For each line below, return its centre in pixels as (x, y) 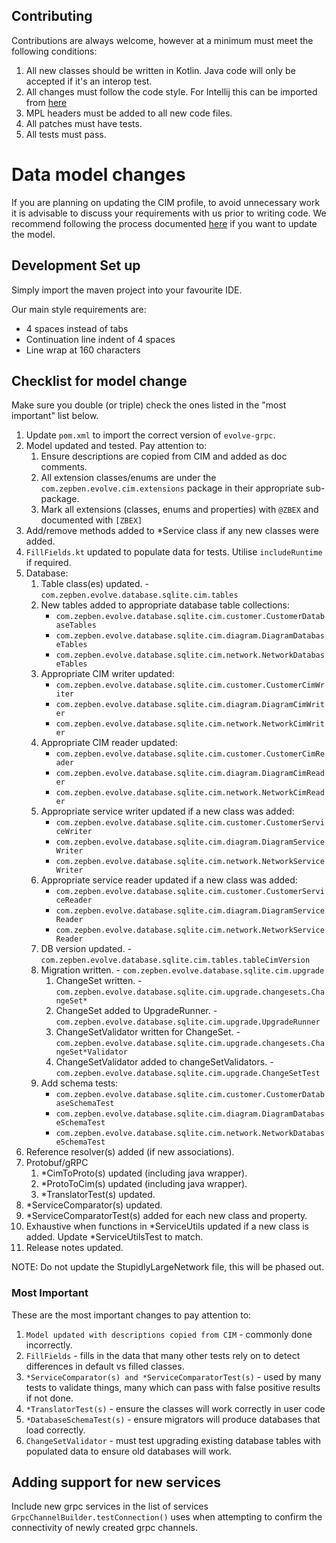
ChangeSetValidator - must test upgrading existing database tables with (173, 1440)
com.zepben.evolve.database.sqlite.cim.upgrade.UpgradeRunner (188, 1022)
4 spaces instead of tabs (77, 328)
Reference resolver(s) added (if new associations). (130, 1152)
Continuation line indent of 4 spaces (100, 339)
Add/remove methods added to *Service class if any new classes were (172, 531)
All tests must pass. (66, 134)
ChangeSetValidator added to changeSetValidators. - (164, 1062)
